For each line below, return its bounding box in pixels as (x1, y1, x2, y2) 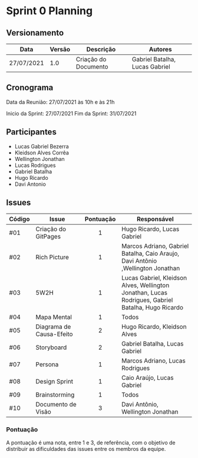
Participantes (6, 127, 57, 137)
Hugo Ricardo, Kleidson (121, 322, 187, 331)
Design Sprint (35, 378, 74, 386)
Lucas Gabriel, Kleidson (121, 274, 187, 282)
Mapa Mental (35, 313, 72, 321)
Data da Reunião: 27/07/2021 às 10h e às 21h (6, 98, 115, 105)
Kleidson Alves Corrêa (14, 149, 70, 156)
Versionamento (6, 28, 64, 38)
